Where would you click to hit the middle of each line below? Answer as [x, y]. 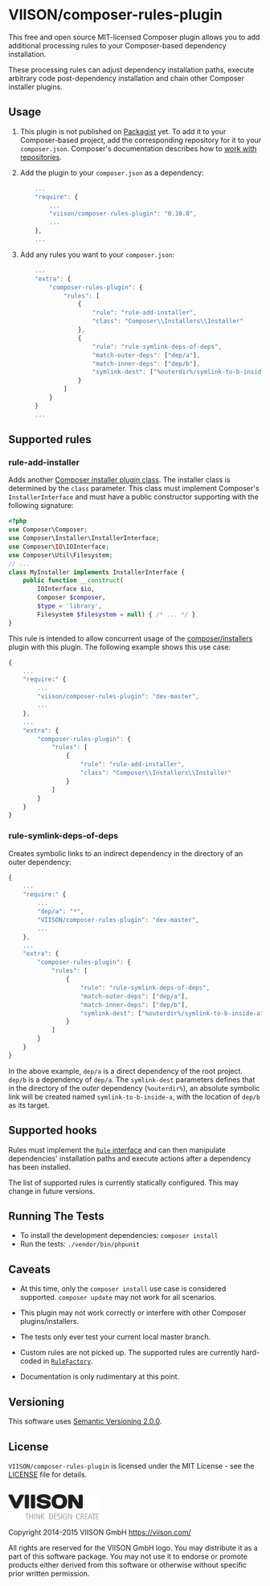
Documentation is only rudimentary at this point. [100, 1377]
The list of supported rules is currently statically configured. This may [123, 1182]
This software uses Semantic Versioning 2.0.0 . [85, 1421]
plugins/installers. [49, 1322]
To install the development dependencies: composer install [119, 1236]
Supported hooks [53, 1131]
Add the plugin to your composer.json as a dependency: [112, 172]
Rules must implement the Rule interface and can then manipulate [117, 1150]
